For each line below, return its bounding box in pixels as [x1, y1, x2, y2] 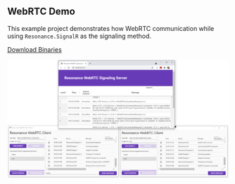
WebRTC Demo [7, 6, 75, 18]
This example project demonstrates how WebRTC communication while [7, 24, 215, 32]
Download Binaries [7, 45, 62, 53]
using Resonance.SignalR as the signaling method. [7, 32, 152, 40]
